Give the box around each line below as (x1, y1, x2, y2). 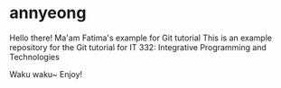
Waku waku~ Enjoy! (9, 68, 83, 79)
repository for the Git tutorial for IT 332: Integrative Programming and (9, 41, 267, 52)
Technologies (9, 51, 61, 62)
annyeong (9, 3, 87, 23)
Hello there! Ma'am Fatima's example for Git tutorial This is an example (9, 32, 273, 43)
